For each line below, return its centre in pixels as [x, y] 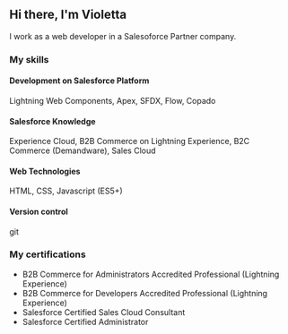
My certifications [48, 254]
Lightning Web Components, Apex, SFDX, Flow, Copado [113, 100]
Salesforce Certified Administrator [85, 321]
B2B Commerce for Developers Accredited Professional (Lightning [144, 293]
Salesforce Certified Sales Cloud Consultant [104, 312]
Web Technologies [45, 171]
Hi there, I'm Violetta [68, 15]
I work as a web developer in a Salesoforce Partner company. [123, 36]
